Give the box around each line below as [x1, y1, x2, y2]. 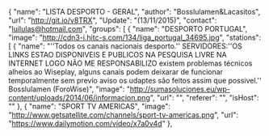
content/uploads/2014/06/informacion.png [8, 93, 151, 102]
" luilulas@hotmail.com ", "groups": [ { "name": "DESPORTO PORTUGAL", [8, 24, 248, 33]
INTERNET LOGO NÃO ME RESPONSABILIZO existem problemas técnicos [8, 58, 253, 68]
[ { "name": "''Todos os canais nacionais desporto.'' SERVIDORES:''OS [8, 41, 242, 51]
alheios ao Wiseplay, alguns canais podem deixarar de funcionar [8, 67, 224, 76]
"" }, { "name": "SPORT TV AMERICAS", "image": [8, 101, 171, 111]
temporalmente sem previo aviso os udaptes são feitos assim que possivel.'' [8, 76, 262, 85]
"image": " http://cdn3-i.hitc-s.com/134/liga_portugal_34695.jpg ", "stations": [8, 32, 262, 42]
